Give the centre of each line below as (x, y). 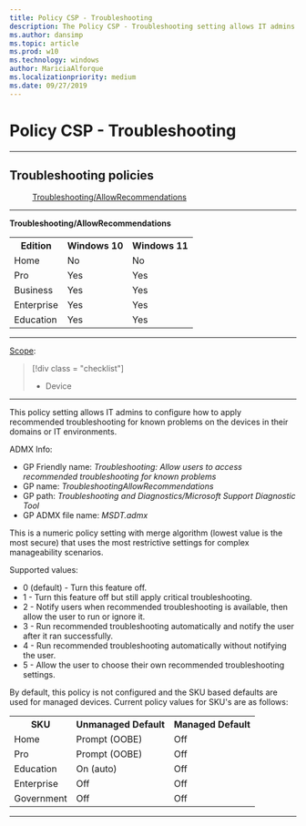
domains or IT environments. (63, 432)
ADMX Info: (31, 449)
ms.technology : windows (55, 60)
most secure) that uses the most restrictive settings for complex (129, 543)
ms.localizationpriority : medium (73, 77)
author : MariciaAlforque (56, 69)
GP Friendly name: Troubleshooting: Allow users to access (133, 467)
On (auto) (97, 769)
